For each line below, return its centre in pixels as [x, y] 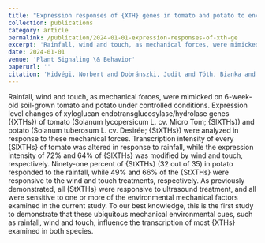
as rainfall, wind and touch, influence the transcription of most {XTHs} [122, 222]
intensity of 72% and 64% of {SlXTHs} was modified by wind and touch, [125, 155]
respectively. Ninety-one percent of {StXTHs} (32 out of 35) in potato [121, 163]
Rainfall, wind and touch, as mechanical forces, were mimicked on [116, 96]
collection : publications [50, 23]
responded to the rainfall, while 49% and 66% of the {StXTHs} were [119, 172]
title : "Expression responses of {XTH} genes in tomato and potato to [127, 15]
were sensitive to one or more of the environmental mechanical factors [123, 197]
